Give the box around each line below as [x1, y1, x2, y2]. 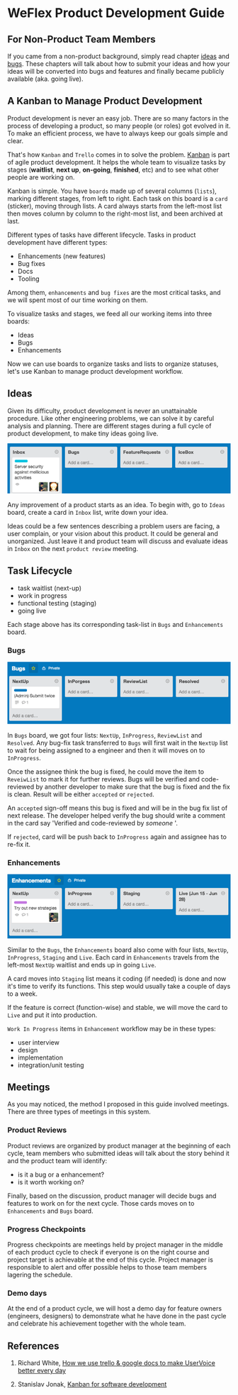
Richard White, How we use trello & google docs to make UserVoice [17, 1359, 216, 1367]
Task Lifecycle [7, 565, 73, 577]
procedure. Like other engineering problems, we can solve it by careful [7, 413, 215, 423]
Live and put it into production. [7, 1011, 98, 1019]
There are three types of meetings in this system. [7, 1108, 151, 1116]
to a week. [7, 989, 38, 998]
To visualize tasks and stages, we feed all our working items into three [7, 309, 212, 318]
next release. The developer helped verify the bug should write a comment [7, 811, 225, 820]
